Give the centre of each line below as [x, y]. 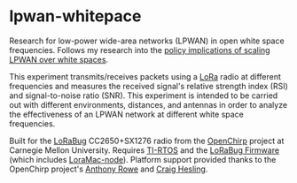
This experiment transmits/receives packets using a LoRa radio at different [145, 76]
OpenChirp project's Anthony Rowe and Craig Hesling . [109, 169]
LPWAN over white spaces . [59, 59]
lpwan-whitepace [75, 16]
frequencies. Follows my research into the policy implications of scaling [140, 50]
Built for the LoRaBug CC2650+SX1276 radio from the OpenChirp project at [147, 141]
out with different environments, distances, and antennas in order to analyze [148, 104]
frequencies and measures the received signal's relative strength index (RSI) [148, 86]
